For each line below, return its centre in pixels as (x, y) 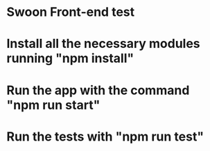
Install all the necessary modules (103, 44)
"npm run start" (53, 105)
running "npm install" (70, 59)
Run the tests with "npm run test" (105, 136)
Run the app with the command (98, 90)
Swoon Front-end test (71, 12)
